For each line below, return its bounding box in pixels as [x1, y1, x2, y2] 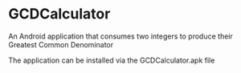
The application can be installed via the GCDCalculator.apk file [8, 55, 215, 65]
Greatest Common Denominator [8, 39, 114, 49]
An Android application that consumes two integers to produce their [8, 31, 233, 41]
